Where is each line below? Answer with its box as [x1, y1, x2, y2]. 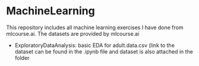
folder [14, 54, 30, 61]
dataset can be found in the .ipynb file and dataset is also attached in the [14, 48, 193, 55]
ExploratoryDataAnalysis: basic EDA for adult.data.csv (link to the [14, 42, 175, 49]
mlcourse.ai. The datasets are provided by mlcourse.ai [6, 30, 140, 37]
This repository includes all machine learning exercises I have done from [6, 24, 184, 31]
